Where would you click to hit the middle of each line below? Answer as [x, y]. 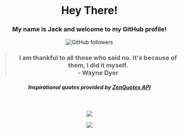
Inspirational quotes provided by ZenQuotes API [89, 87]
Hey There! [89, 11]
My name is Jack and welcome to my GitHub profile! [89, 29]
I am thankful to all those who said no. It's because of [98, 58]
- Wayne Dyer [98, 73]
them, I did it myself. [98, 65]
